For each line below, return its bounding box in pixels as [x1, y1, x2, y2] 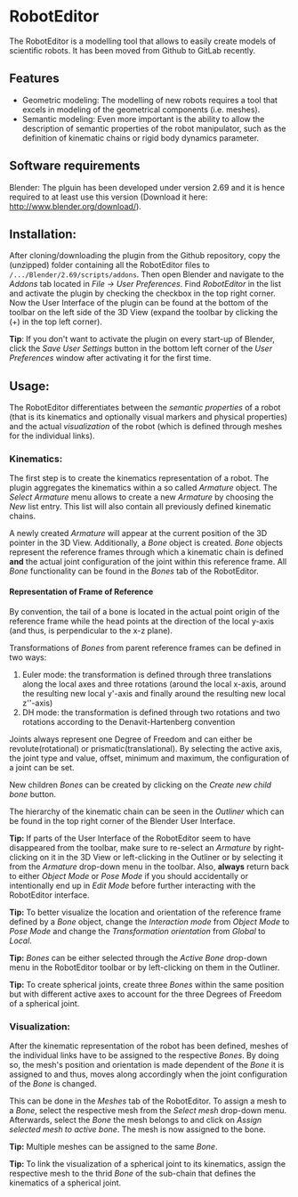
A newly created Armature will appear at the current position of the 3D [9, 528, 268, 539]
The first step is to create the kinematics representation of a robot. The [9, 473, 270, 484]
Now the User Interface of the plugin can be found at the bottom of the [9, 297, 269, 308]
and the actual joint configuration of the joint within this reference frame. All [9, 557, 287, 567]
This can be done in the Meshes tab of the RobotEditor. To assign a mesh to [9, 1095, 287, 1106]
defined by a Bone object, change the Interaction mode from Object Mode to [9, 916, 290, 927]
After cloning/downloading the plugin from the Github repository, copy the [9, 250, 281, 261]
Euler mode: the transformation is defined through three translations [21, 669, 272, 680]
